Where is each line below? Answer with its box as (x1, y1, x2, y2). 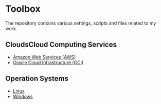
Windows (12, 93, 33, 99)
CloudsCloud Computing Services (5, 40, 117, 49)
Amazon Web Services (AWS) (12, 54, 76, 60)
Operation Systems (5, 74, 68, 83)
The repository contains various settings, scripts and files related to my (5, 20, 156, 26)
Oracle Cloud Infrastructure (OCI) (12, 59, 84, 66)
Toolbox (5, 3, 41, 15)
